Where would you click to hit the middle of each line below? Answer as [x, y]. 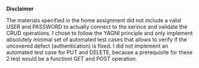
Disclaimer [20, 9]
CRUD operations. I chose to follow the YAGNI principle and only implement [100, 33]
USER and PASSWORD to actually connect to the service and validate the [97, 27]
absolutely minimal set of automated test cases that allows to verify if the [97, 39]
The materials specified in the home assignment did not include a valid [94, 20]
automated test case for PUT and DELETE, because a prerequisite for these [99, 52]
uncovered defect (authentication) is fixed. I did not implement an [87, 46]
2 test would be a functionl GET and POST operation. [72, 59]
